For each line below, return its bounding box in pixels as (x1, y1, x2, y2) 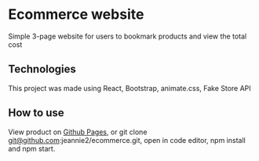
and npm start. (8, 144, 56, 153)
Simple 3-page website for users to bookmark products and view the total (8, 31, 247, 41)
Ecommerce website (8, 5, 144, 24)
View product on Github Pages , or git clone (8, 127, 148, 137)
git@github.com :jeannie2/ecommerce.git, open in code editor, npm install (8, 135, 246, 145)
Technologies (8, 63, 77, 76)
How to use (8, 106, 64, 119)
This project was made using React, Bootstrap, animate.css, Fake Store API (8, 83, 251, 93)
